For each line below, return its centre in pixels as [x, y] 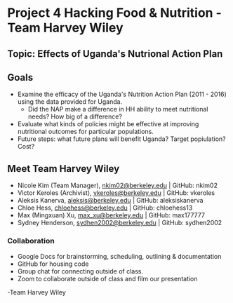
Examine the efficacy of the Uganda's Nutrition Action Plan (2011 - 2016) [122, 94]
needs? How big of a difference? [75, 116]
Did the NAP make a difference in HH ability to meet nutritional [118, 109]
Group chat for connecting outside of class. [80, 271]
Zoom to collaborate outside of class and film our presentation [107, 278]
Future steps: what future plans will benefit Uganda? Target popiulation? [121, 139]
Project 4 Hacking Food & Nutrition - [115, 13]
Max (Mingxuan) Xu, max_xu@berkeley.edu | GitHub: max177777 [111, 215]
